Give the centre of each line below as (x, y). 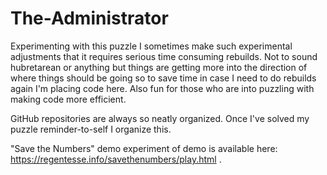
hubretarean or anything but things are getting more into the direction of (159, 67)
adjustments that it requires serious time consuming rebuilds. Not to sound (164, 56)
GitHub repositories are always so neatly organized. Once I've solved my (160, 118)
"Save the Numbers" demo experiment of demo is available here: (144, 148)
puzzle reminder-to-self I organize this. (91, 129)
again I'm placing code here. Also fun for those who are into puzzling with (162, 88)
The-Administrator (89, 18)
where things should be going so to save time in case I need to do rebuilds (163, 78)
